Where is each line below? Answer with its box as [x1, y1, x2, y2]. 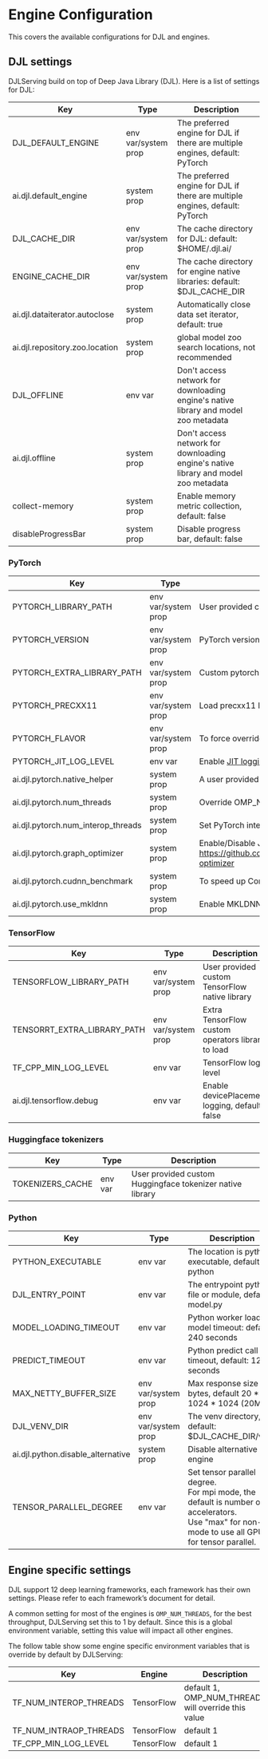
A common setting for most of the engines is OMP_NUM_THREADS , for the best [8, 1608, 252, 1618]
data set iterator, [176, 309, 239, 320]
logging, [202, 1100, 234, 1111]
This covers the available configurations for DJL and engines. [8, 32, 210, 42]
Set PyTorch [199, 820, 245, 831]
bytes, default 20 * [187, 1387, 259, 1398]
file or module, [187, 1289, 242, 1300]
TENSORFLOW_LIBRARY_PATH [12, 976, 129, 987]
